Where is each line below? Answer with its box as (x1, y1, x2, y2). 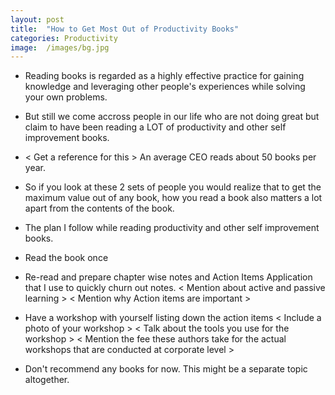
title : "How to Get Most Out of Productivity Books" (10, 24, 240, 34)
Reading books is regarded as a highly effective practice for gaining (24, 70, 305, 82)
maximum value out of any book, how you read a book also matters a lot (24, 192, 323, 204)
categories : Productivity (10, 33, 118, 43)
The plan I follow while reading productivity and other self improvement (24, 222, 320, 234)
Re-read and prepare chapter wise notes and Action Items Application (24, 271, 313, 283)
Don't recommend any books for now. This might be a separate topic (24, 363, 308, 375)
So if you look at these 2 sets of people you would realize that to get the (24, 181, 322, 193)
